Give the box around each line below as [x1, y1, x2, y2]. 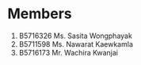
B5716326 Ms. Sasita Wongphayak [18, 31, 132, 40]
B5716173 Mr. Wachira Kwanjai [18, 48, 118, 57]
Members [7, 5, 72, 23]
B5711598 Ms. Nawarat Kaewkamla [18, 39, 134, 48]
